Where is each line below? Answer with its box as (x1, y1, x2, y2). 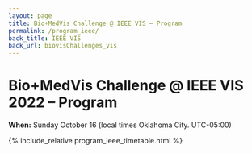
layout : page (8, 11, 52, 20)
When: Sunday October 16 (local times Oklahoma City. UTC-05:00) (8, 120, 232, 130)
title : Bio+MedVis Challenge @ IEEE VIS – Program (8, 19, 183, 27)
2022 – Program (8, 93, 118, 112)
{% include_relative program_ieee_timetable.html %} (8, 136, 183, 146)
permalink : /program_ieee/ (8, 27, 99, 35)
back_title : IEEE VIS (8, 34, 82, 43)
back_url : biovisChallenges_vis (8, 42, 117, 50)
